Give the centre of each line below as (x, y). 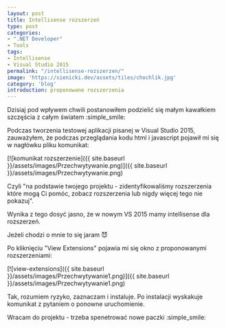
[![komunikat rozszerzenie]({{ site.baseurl (66, 158)
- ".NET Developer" (35, 39)
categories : (24, 33)
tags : (15, 52)
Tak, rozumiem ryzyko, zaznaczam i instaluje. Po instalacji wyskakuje (105, 297)
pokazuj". (21, 201)
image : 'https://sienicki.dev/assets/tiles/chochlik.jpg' (92, 77)
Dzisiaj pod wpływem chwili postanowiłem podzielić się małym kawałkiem (112, 110)
